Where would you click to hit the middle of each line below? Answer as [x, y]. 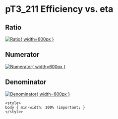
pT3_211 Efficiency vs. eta [59, 9]
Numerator [22, 55]
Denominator [26, 82]
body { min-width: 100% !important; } [45, 107]
